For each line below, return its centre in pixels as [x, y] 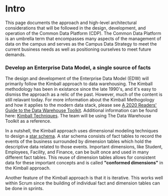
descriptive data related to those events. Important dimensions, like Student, [84, 147]
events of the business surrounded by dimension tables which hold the [78, 141]
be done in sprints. [25, 188]
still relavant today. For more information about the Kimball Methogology [80, 100]
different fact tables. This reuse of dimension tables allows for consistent [80, 157]
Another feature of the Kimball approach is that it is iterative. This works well [84, 178]
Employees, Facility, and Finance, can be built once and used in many [77, 152]
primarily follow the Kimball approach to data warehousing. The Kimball [79, 84]
